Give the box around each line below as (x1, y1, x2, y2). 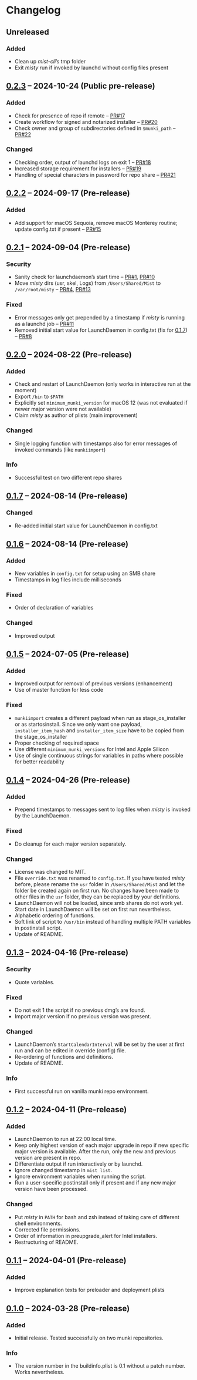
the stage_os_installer (14, 733, 67, 740)
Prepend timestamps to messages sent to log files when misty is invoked (14, 806, 191, 813)
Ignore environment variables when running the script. (14, 1173, 146, 1180)
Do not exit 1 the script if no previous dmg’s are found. (14, 1007, 145, 1014)
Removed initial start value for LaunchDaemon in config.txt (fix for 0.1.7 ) (14, 327, 188, 334)
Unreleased (6, 27, 50, 37)
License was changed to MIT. (14, 869, 86, 876)
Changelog (6, 4, 61, 17)
